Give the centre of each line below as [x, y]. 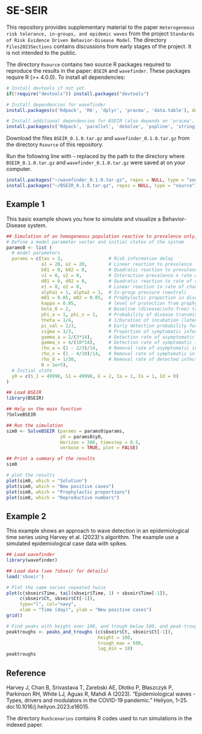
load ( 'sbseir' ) [25, 576]
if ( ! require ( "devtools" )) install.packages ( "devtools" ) [78, 94]
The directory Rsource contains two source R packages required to [89, 64]
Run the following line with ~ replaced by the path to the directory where [96, 156]
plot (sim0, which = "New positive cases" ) [60, 486]
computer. [19, 169]
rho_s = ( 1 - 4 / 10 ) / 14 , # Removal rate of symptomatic [114, 354]
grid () [14, 615]
